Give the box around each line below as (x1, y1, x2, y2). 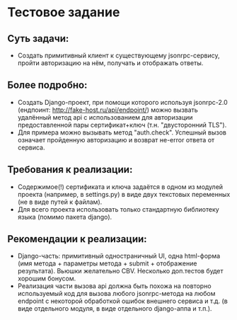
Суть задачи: (7, 33, 69, 45)
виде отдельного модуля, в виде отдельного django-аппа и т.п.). (17, 304, 212, 313)
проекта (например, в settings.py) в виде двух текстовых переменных (17, 190, 231, 198)
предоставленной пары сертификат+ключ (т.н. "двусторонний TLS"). (17, 120, 227, 129)
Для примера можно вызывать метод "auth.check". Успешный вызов (17, 128, 227, 137)
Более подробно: (7, 79, 88, 91)
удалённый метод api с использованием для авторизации (17, 113, 193, 121)
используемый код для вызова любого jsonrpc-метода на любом (17, 290, 216, 298)
